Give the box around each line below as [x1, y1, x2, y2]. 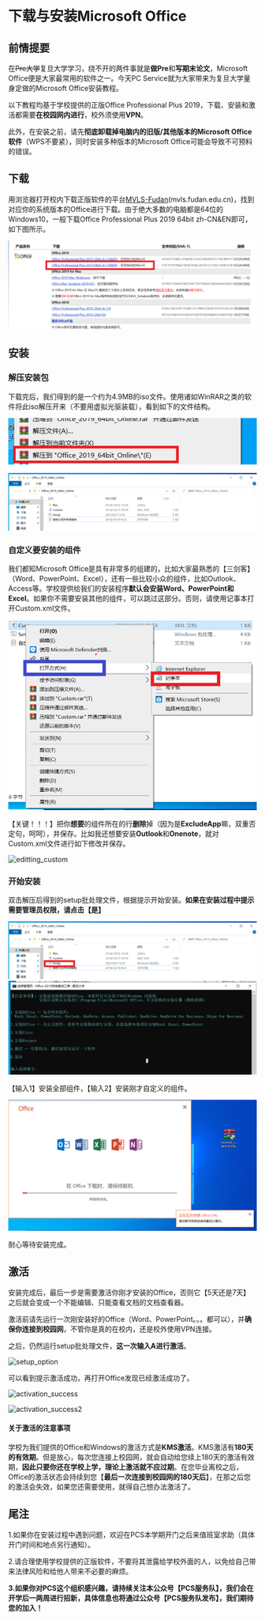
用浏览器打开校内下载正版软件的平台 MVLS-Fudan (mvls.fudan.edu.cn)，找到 [8, 195, 255, 204]
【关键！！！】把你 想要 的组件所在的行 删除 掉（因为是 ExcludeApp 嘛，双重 [8, 819, 249, 829]
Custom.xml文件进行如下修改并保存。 [8, 839, 130, 849]
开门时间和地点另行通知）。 [8, 1539, 95, 1549]
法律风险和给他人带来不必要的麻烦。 [14, 1566, 132, 1576]
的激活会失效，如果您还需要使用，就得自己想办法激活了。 [8, 1482, 195, 1491]
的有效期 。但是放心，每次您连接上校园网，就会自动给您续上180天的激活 [8, 1452, 241, 1462]
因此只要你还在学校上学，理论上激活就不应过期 [22, 1462, 174, 1471]
